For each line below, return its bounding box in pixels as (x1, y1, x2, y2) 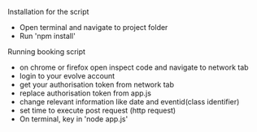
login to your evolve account (19, 71, 115, 80)
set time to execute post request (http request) (19, 105, 176, 115)
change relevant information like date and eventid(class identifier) (19, 97, 240, 106)
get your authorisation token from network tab (19, 80, 174, 89)
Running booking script (7, 47, 86, 56)
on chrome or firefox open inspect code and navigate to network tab (19, 62, 249, 72)
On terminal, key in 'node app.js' (19, 114, 128, 124)
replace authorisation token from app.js (19, 88, 152, 98)
